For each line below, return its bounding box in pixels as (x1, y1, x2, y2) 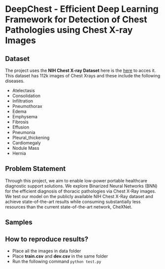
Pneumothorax (12, 103, 43, 109)
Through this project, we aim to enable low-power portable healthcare (5, 177, 148, 183)
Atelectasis (12, 88, 35, 93)
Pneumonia (12, 130, 35, 135)
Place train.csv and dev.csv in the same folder (12, 253, 108, 259)
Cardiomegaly (12, 140, 41, 146)
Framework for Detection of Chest (5, 14, 147, 25)
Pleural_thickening (12, 134, 50, 140)
